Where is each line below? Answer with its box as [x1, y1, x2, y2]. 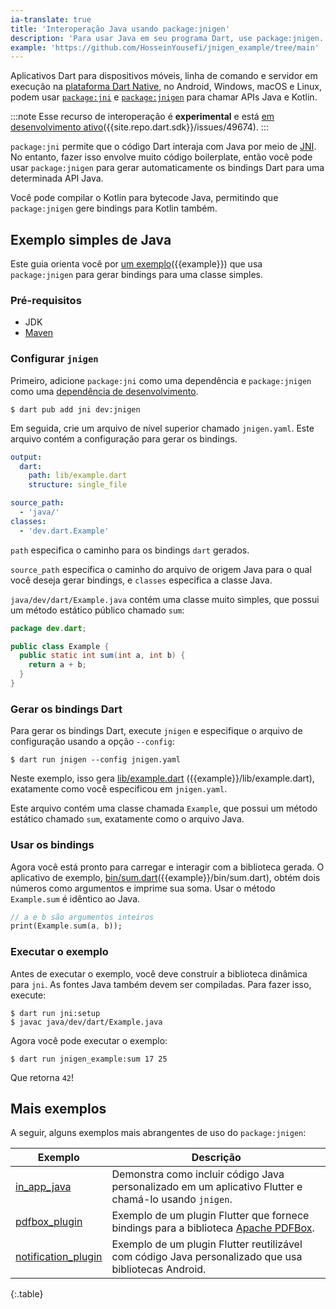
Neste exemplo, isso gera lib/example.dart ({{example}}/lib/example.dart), [10, 772, 315, 785]
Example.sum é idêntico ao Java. [10, 892, 141, 905]
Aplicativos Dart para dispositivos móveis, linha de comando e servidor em [10, 70, 318, 82]
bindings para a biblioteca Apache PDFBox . [111, 1221, 315, 1235]
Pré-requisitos [10, 293, 82, 307]
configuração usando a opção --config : [10, 736, 175, 748]
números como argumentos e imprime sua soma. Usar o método [10, 882, 276, 894]
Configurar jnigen [10, 352, 99, 366]
